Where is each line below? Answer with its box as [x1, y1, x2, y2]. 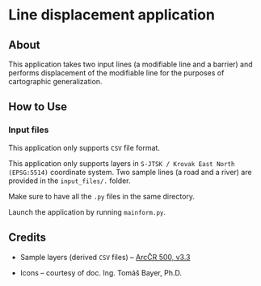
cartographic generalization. [8, 77, 103, 86]
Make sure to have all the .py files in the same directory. [8, 191, 196, 201]
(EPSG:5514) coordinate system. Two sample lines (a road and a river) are [8, 167, 252, 177]
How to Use [8, 100, 68, 114]
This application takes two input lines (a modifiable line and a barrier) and [8, 59, 253, 69]
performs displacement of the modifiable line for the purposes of [8, 68, 225, 78]
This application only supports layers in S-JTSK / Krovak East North [8, 158, 235, 168]
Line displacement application [8, 6, 216, 24]
